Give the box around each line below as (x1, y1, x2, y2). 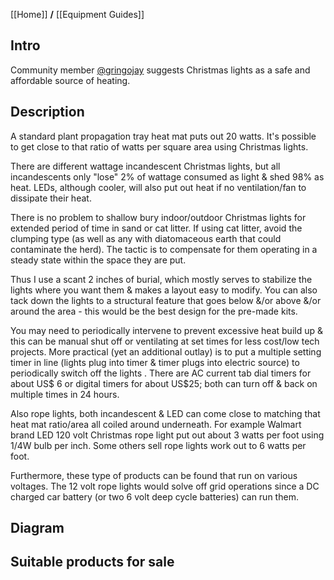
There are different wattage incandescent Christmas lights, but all (10, 160, 281, 172)
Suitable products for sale (10, 554, 175, 571)
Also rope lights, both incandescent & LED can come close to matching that (10, 407, 321, 419)
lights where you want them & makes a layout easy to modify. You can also (10, 284, 318, 296)
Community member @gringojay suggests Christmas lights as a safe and (10, 64, 311, 76)
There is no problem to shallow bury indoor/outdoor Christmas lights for (10, 211, 307, 223)
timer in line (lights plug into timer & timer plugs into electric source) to (10, 356, 300, 368)
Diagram (10, 520, 65, 537)
